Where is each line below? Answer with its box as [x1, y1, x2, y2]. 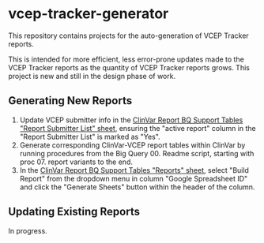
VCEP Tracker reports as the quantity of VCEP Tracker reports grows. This [8, 62, 251, 72]
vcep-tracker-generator [8, 5, 169, 23]
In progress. [8, 226, 47, 235]
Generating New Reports [8, 94, 133, 107]
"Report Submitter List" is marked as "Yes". [19, 132, 160, 141]
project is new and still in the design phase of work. [8, 71, 176, 80]
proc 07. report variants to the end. [19, 157, 133, 166]
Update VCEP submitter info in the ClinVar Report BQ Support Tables [19, 115, 243, 125]
